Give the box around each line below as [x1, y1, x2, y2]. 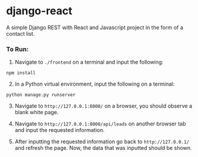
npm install [6, 70, 36, 76]
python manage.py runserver [6, 92, 76, 98]
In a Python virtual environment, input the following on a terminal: [14, 80, 175, 87]
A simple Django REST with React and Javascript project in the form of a [6, 24, 183, 31]
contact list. [6, 30, 35, 37]
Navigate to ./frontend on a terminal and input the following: [14, 58, 164, 66]
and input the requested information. [14, 127, 105, 134]
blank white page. [14, 109, 59, 116]
